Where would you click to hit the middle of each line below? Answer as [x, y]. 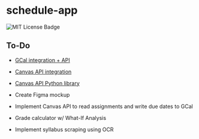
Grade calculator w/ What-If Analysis [61, 118]
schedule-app [42, 10]
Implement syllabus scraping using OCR [64, 129]
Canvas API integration [43, 72]
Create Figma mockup [42, 95]
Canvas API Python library [47, 83]
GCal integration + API [42, 60]
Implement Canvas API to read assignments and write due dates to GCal [104, 106]
